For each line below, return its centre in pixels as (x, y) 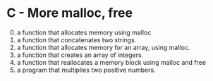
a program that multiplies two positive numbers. (86, 70)
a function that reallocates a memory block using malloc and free (111, 62)
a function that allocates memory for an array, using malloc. (103, 47)
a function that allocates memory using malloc (84, 32)
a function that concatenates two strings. (77, 39)
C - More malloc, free (70, 13)
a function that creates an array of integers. (80, 55)
